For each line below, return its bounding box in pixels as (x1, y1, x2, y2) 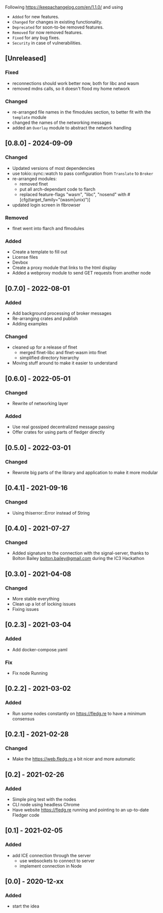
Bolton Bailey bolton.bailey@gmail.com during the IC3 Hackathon (12, 556, 145, 561)
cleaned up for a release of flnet (12, 344, 78, 350)
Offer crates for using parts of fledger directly (12, 429, 105, 435)
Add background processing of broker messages (12, 310, 112, 316)
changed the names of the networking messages (12, 119, 112, 125)
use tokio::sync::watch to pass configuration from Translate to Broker (12, 170, 154, 176)
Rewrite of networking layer (12, 400, 69, 406)
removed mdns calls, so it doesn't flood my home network (12, 85, 130, 91)
